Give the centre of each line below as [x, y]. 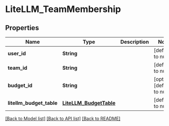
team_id [18, 68]
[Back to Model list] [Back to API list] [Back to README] [63, 118]
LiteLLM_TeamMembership [63, 9]
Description [135, 42]
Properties [22, 28]
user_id [17, 53]
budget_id [20, 85]
